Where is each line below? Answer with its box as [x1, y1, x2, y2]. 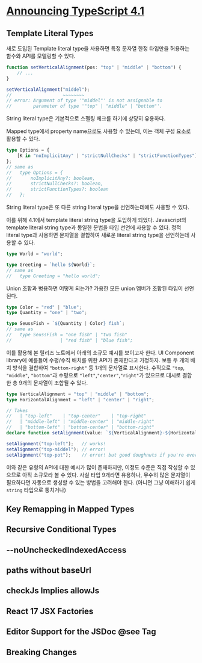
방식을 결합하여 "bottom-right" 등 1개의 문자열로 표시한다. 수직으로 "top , [12, 364, 185, 371]
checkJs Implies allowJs [6, 585, 100, 596]
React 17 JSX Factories [6, 606, 94, 616]
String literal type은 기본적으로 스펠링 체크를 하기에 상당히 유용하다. [6, 115, 166, 122]
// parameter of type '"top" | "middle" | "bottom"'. [6, 103, 163, 109]
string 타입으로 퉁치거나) [6, 486, 66, 493]
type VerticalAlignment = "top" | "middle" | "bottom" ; [6, 391, 149, 397]
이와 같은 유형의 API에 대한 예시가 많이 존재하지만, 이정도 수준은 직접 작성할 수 [6, 463, 189, 470]
